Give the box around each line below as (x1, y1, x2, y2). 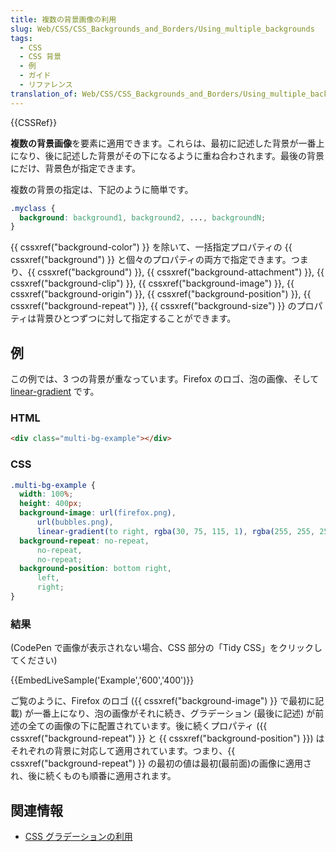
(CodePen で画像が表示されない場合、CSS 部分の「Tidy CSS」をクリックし (10, 642, 323, 654)
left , (36, 573, 60, 583)
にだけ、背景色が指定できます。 (10, 162, 141, 174)
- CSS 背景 (19, 52, 62, 62)
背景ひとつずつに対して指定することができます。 (36, 312, 237, 325)
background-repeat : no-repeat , (19, 536, 150, 546)
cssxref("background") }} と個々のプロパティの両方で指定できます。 (10, 254, 292, 266)
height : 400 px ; (19, 499, 83, 509)
